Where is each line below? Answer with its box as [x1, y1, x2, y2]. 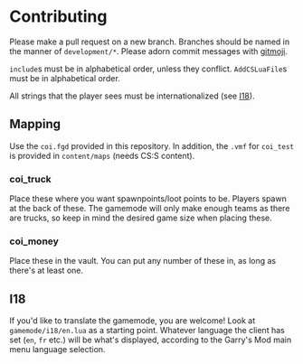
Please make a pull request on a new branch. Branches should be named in [9, 36, 290, 47]
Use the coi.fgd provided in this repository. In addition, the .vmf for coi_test [9, 140, 295, 151]
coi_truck [9, 173, 52, 185]
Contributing [9, 6, 108, 27]
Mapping [9, 117, 62, 132]
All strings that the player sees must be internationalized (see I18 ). [9, 90, 255, 101]
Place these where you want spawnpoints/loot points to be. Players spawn [9, 193, 287, 204]
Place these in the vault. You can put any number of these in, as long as [9, 256, 277, 266]
